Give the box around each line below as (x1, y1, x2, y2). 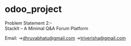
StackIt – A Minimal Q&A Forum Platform (5, 25, 89, 31)
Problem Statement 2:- (5, 20, 53, 26)
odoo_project (5, 3, 62, 15)
